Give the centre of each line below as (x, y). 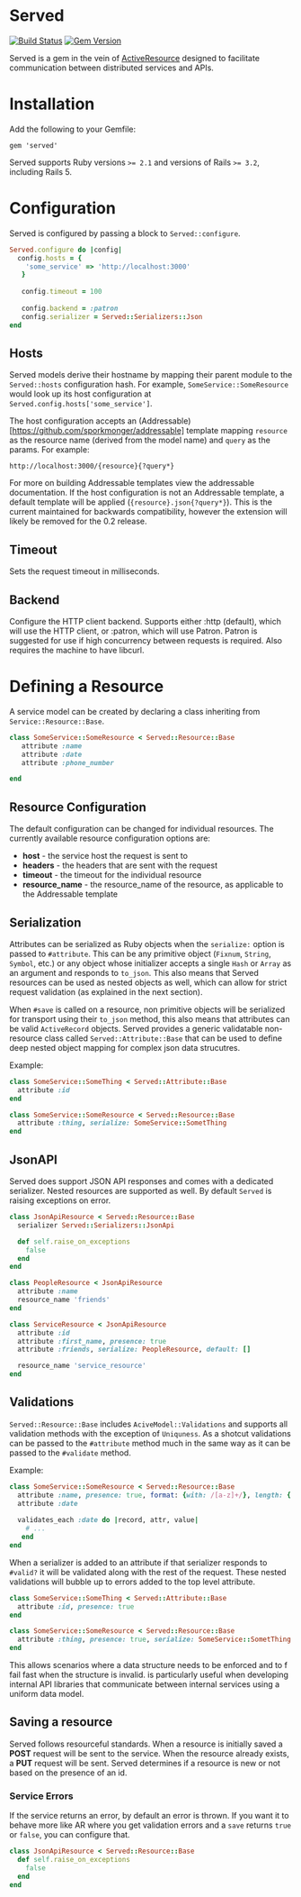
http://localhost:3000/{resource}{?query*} (92, 466)
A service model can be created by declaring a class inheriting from (135, 711)
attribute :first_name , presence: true (92, 1341)
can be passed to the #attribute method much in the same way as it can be (150, 1443)
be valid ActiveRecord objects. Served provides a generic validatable (136, 1028)
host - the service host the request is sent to (105, 856)
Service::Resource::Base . (57, 721)
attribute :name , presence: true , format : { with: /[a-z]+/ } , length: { (155, 1495)
